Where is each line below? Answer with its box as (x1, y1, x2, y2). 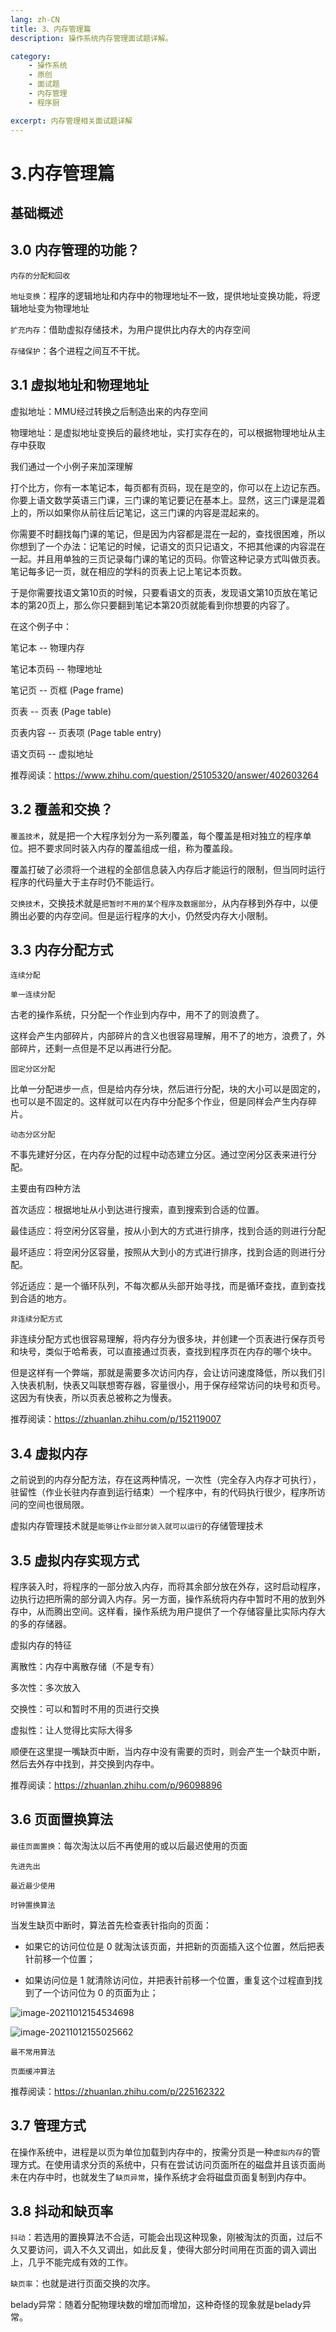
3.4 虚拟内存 (10, 1445, 88, 1462)
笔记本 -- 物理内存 (10, 641, 85, 653)
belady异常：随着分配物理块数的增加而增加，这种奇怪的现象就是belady (10, 2299, 303, 2311)
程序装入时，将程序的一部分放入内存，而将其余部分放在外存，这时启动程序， (10, 1580, 326, 1592)
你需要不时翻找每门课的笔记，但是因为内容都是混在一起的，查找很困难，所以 (10, 527, 326, 540)
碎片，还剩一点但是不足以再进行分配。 (18, 1042, 177, 1055)
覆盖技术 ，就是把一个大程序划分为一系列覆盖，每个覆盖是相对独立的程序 (10, 829, 303, 841)
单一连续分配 (10, 990, 56, 1000)
